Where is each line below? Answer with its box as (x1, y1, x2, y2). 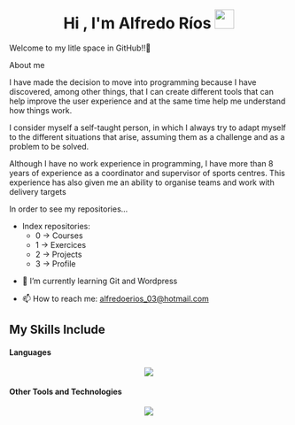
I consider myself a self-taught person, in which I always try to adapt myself (9, 122, 286, 133)
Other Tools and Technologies (9, 386, 122, 398)
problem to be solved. (9, 141, 89, 151)
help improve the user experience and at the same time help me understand (9, 96, 286, 106)
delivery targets (9, 186, 66, 197)
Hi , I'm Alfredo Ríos (63, 13, 212, 34)
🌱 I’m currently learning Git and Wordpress (21, 275, 178, 286)
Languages (9, 346, 51, 358)
